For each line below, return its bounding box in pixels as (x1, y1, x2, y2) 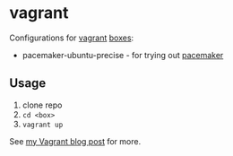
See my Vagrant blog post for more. (9, 135, 142, 146)
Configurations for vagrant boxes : (9, 32, 134, 43)
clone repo (22, 100, 63, 110)
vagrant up (22, 120, 64, 129)
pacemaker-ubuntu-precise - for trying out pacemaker (22, 49, 224, 60)
